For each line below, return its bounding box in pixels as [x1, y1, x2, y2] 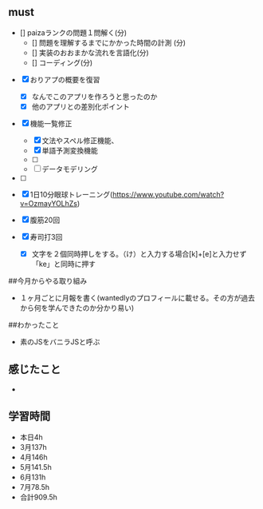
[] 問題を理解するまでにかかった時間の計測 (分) [31, 38, 186, 47]
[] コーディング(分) [31, 58, 93, 67]
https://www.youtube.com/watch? [112, 189, 225, 199]
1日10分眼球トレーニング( [29, 189, 113, 199]
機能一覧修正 [29, 118, 73, 128]
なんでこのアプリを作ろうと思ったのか [31, 91, 158, 101]
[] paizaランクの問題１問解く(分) [19, 27, 128, 38]
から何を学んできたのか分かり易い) [19, 303, 135, 312]
